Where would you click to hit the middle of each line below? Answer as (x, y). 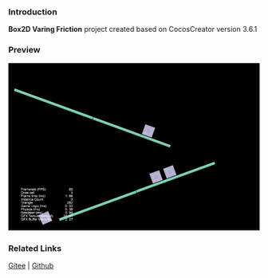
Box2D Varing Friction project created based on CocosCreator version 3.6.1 (133, 29)
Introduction (33, 12)
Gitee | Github (31, 265)
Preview (24, 50)
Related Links (35, 248)
